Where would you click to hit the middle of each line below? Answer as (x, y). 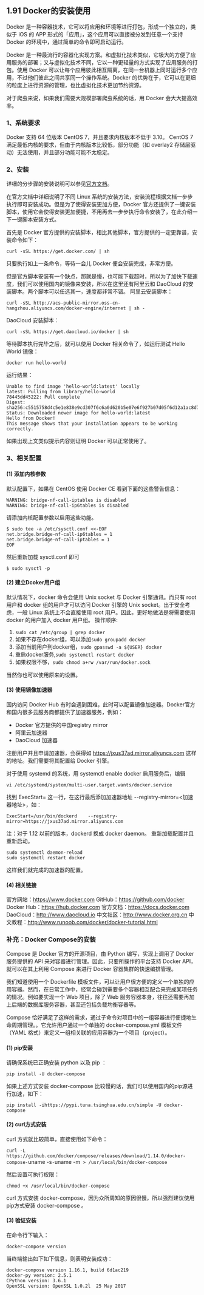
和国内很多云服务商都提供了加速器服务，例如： (65, 712)
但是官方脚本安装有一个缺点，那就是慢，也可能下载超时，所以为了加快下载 (99, 276)
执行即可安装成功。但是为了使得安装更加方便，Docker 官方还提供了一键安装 (101, 205)
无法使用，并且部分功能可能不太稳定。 (65, 152)
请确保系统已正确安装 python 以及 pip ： (57, 1062)
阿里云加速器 (31, 732)
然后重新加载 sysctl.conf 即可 (43, 556)
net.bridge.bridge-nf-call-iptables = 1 (58, 539)
